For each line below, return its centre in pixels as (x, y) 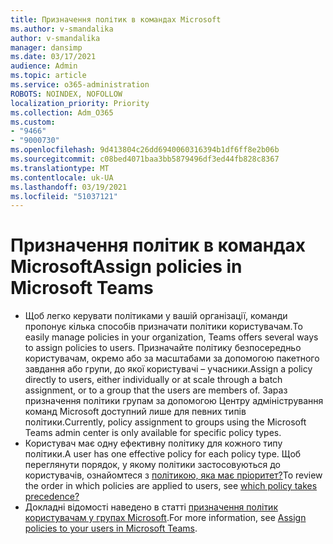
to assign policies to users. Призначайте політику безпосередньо (163, 348)
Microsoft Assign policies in (126, 267)
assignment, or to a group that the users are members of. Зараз (156, 390)
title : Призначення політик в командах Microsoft (116, 19)
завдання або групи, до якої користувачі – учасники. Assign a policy (168, 369)
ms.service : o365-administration (80, 85)
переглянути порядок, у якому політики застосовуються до (152, 465)
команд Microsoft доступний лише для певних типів (135, 412)
